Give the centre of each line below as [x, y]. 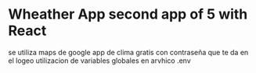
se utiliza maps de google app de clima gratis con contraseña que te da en [128, 52]
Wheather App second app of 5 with [128, 14]
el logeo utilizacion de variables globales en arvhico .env [100, 61]
